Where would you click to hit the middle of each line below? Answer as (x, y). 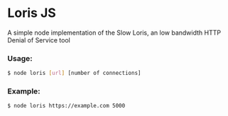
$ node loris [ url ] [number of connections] (74, 73)
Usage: (20, 58)
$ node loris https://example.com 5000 (66, 106)
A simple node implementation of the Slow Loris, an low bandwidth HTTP (114, 33)
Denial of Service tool (39, 40)
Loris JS (32, 13)
